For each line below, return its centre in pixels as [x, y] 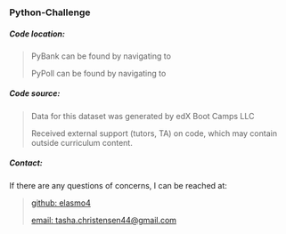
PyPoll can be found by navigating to [98, 73]
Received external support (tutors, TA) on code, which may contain [154, 133]
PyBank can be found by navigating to [101, 56]
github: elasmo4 [61, 203]
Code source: [35, 93]
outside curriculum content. [82, 142]
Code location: [37, 34]
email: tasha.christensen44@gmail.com [103, 220]
